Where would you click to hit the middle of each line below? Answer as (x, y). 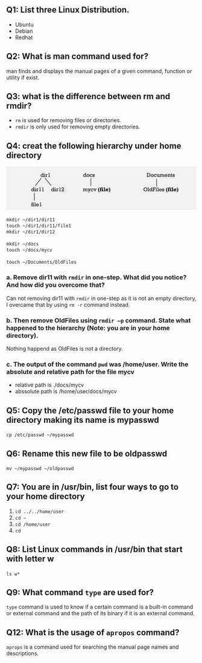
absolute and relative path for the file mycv (70, 371)
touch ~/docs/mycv (29, 250)
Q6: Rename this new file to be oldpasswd (87, 453)
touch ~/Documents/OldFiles (42, 263)
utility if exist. (23, 77)
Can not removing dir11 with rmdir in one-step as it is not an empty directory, (101, 298)
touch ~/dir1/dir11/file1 (39, 226)
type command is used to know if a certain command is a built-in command (100, 607)
